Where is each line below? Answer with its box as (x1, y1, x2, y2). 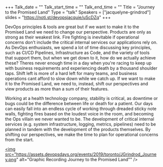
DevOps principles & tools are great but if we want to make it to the (5, 24, 140, 30)
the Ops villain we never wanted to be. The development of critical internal (5, 116, 154, 122)
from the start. (5, 137, 34, 143)
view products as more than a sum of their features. (5, 86, 109, 92)
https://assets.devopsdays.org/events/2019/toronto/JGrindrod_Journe (16, 151, 157, 157)
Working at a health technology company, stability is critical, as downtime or (5, 95, 158, 101)
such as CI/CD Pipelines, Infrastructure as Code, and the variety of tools (5, 50, 150, 56)
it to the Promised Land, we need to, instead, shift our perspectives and (5, 81, 148, 87)
